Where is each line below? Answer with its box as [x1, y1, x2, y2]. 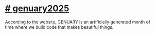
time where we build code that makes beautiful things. [5, 24, 114, 30]
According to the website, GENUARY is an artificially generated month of [5, 19, 151, 25]
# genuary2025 [5, 3, 69, 14]
